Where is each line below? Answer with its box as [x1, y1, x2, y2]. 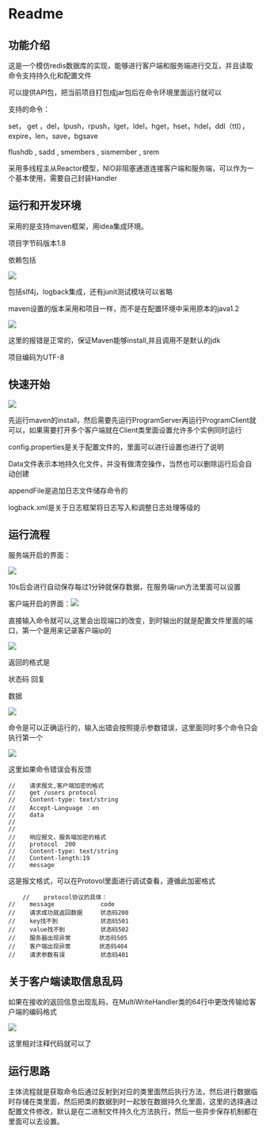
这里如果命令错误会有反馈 [8, 765, 92, 774]
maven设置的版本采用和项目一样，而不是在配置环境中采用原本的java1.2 [8, 303, 240, 313]
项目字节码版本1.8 [8, 238, 66, 248]
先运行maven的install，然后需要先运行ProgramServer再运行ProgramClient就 [8, 415, 256, 424]
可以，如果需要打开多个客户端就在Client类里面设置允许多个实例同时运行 [8, 425, 243, 435]
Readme [8, 5, 64, 23]
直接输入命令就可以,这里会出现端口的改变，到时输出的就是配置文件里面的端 [8, 616, 253, 625]
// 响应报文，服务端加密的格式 [8, 834, 107, 842]
